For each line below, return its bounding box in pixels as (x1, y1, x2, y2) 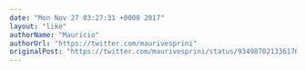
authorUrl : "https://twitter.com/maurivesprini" (9, 38, 198, 48)
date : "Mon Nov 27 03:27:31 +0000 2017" (9, 13, 166, 23)
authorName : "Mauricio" (9, 30, 100, 39)
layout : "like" (9, 22, 67, 31)
